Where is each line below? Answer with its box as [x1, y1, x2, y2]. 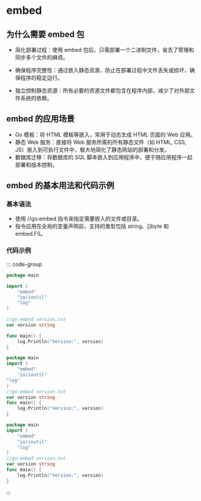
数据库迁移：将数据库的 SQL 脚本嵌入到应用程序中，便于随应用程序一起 [14, 153, 193, 160]
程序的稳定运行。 [20, 74, 63, 81]
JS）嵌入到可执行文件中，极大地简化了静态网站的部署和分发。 [14, 146, 170, 153]
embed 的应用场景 [6, 114, 75, 124]
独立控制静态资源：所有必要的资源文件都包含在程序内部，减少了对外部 [14, 87, 190, 94]
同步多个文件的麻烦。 [14, 54, 68, 61]
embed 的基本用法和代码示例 [6, 180, 115, 191]
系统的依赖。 [20, 95, 53, 101]
